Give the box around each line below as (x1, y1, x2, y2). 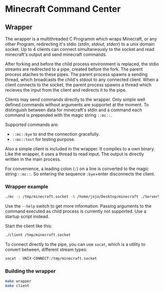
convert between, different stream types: (5, 246, 88, 253)
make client (5, 283, 29, 289)
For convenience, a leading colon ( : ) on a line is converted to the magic (5, 166, 149, 171)
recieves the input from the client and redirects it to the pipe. (5, 87, 127, 93)
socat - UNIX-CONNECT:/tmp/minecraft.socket (5, 256, 97, 261)
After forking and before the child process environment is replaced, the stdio (5, 61, 159, 67)
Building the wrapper (5, 268, 56, 274)
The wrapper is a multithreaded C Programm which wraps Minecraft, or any (5, 36, 157, 42)
